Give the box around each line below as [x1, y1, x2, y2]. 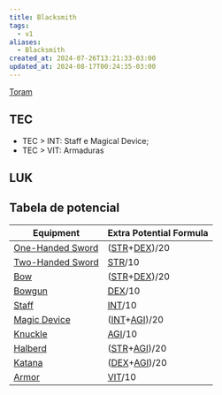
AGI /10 [107, 328, 138, 340]
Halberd [13, 342, 47, 354]
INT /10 [107, 299, 137, 311]
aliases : [9, 37, 42, 47]
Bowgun [13, 285, 49, 297]
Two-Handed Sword [13, 255, 99, 268]
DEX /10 [107, 285, 141, 297]
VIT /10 [107, 370, 137, 383]
